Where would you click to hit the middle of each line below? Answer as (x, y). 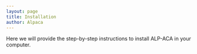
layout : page (22, 11)
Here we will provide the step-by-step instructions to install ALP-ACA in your (98, 39)
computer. (19, 45)
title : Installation (31, 17)
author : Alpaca (25, 22)
